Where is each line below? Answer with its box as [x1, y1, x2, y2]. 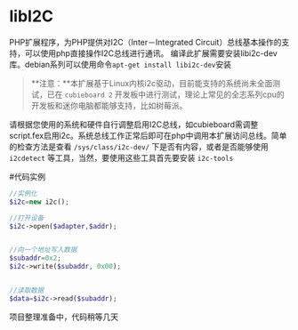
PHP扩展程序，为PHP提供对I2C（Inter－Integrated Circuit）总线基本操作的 [9, 36, 282, 47]
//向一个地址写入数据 [9, 245, 77, 254]
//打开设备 [9, 213, 44, 222]
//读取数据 [9, 286, 44, 295]
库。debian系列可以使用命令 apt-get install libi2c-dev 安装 [9, 59, 231, 69]
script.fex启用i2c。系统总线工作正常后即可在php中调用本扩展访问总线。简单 [9, 130, 287, 141]
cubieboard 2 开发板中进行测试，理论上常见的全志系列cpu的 [64, 89, 285, 100]
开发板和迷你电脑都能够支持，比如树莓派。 [30, 100, 188, 110]
